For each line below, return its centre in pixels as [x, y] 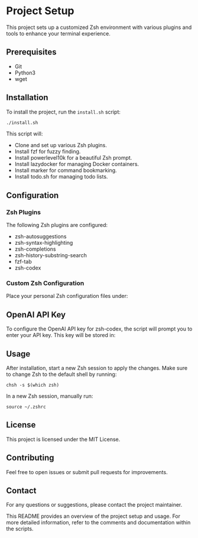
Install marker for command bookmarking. [66, 170]
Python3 [25, 73]
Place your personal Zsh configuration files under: [67, 296]
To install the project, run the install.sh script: [64, 112]
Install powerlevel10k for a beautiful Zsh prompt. [73, 158]
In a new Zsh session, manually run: [50, 396]
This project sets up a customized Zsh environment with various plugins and [99, 27]
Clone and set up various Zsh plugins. [61, 145]
